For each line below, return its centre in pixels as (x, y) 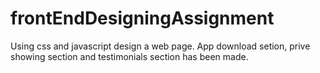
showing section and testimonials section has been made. (129, 56)
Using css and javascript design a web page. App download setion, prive (160, 46)
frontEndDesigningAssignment (142, 18)
